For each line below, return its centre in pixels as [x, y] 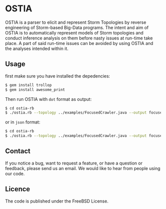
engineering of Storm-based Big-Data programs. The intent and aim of [77, 27]
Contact [18, 151]
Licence [18, 189]
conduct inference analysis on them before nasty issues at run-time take [79, 38]
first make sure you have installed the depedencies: [58, 76]
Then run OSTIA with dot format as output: [48, 99]
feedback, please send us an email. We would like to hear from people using [83, 168]
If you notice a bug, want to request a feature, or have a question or [74, 163]
